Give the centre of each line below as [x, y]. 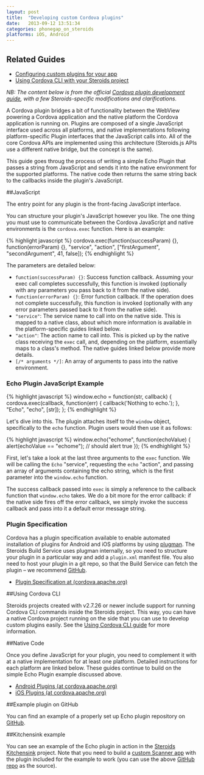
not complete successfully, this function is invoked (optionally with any [104, 303]
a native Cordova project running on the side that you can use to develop [98, 618]
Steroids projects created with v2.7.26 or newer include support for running [101, 605]
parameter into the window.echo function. [57, 477]
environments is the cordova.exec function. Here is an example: [86, 228]
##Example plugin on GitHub [42, 704]
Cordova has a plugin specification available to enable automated [88, 538]
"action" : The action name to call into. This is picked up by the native [102, 335]
